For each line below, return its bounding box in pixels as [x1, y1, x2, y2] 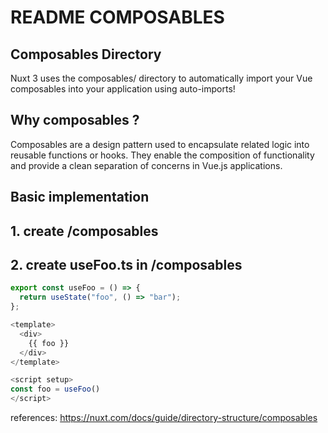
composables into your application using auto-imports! [10, 83, 236, 95]
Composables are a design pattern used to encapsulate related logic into [10, 138, 310, 150]
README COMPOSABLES [10, 6, 225, 29]
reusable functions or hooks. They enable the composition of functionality [10, 149, 315, 161]
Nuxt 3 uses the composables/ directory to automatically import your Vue [10, 72, 313, 84]
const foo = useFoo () [10, 384, 101, 395]
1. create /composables [10, 222, 159, 240]
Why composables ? [10, 112, 140, 129]
